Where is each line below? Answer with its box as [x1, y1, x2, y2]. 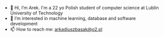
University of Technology [10, 10, 63, 16]
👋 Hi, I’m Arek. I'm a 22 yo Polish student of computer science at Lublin [10, 5, 159, 10]
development [10, 20, 38, 26]
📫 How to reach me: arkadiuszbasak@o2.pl [10, 26, 103, 32]
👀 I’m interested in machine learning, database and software [10, 15, 136, 21]
